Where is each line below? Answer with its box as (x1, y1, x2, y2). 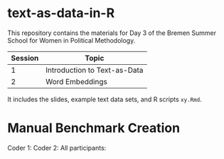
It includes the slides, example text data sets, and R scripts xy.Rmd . (7, 95, 202, 103)
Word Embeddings (46, 76, 108, 86)
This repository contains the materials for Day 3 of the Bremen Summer (7, 29, 217, 37)
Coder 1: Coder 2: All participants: (7, 143, 107, 152)
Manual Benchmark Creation (7, 120, 180, 136)
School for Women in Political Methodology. (7, 36, 136, 44)
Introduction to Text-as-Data (46, 65, 144, 75)
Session (11, 53, 39, 63)
